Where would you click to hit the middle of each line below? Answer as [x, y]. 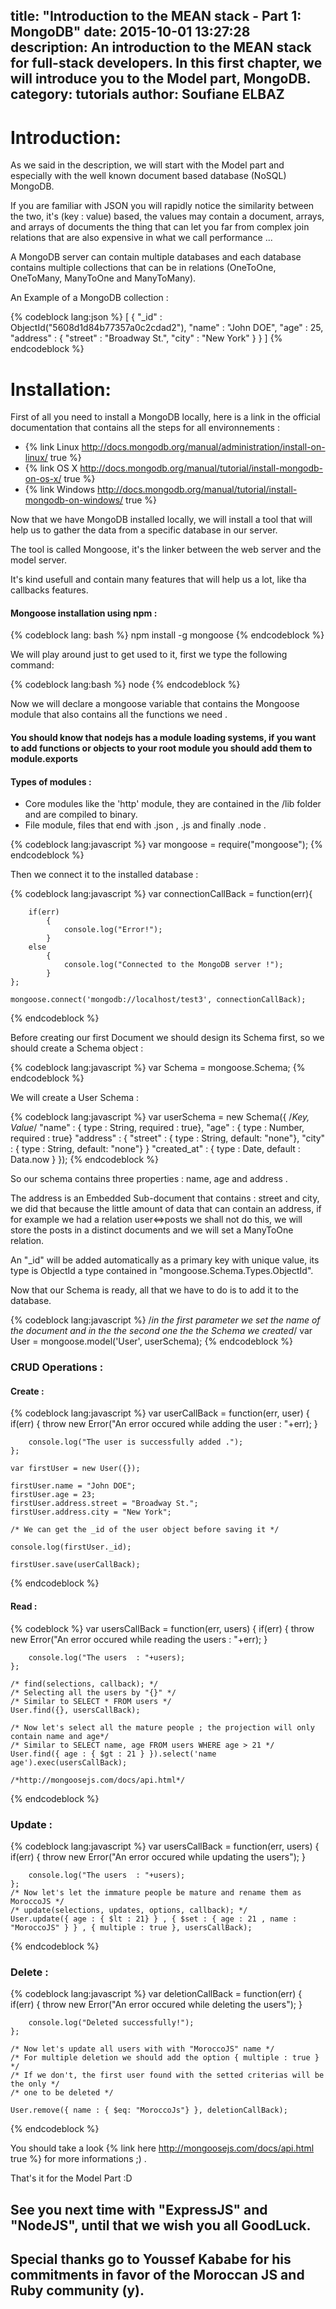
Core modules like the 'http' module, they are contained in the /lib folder [173, 804]
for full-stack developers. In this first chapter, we [166, 63]
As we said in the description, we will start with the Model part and [147, 165]
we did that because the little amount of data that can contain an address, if [166, 1209]
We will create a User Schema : [74, 1098]
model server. [38, 560]
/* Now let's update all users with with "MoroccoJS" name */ [142, 2049]
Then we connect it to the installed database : [104, 875]
